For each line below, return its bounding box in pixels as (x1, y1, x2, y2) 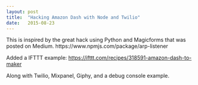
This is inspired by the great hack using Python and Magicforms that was (6, 37, 187, 44)
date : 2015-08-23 (6, 20, 55, 26)
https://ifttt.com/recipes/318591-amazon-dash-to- (68, 54, 192, 62)
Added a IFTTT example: (6, 54, 68, 62)
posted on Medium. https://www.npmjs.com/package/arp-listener (6, 42, 169, 50)
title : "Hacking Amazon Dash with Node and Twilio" (6, 14, 141, 20)
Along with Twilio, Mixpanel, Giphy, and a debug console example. (6, 72, 170, 80)
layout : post (6, 8, 39, 15)
